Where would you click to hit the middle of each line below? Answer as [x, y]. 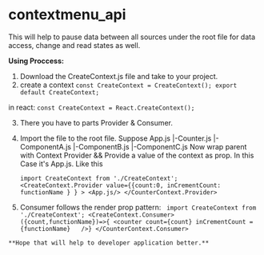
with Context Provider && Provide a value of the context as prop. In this [137, 155]
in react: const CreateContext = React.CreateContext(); [102, 107]
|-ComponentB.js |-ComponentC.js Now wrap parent [160, 146]
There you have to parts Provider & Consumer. [96, 122]
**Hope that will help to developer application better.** [109, 243]
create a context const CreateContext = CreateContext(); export [128, 85]
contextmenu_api [67, 15]
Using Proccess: [36, 61]
